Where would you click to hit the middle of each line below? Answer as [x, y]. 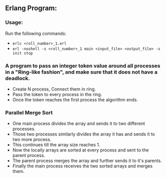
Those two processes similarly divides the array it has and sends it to [84, 134]
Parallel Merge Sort [29, 112]
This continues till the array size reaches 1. [56, 145]
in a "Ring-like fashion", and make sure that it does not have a [81, 72]
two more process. [32, 139]
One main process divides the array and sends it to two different [78, 123]
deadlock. [18, 78]
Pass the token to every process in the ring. [57, 94]
